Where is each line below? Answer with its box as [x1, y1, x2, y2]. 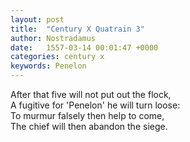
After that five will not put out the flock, [10, 89, 172, 100]
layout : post [10, 14, 65, 25]
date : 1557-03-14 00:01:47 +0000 [10, 42, 159, 53]
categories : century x [10, 52, 105, 62]
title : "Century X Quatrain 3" [10, 24, 145, 34]
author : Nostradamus [10, 33, 97, 43]
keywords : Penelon [10, 61, 87, 71]
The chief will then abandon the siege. [10, 121, 168, 132]
